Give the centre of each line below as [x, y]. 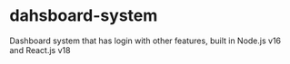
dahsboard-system [84, 16]
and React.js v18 [40, 50]
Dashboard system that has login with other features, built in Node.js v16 [145, 41]
